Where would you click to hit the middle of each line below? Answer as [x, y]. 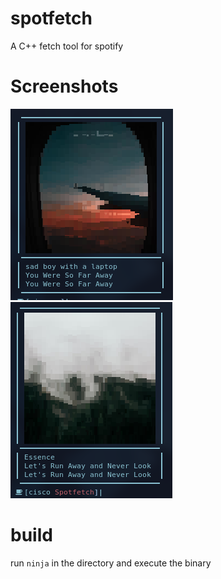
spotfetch [51, 18]
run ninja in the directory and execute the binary [111, 563]
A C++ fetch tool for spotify [67, 46]
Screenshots [64, 86]
